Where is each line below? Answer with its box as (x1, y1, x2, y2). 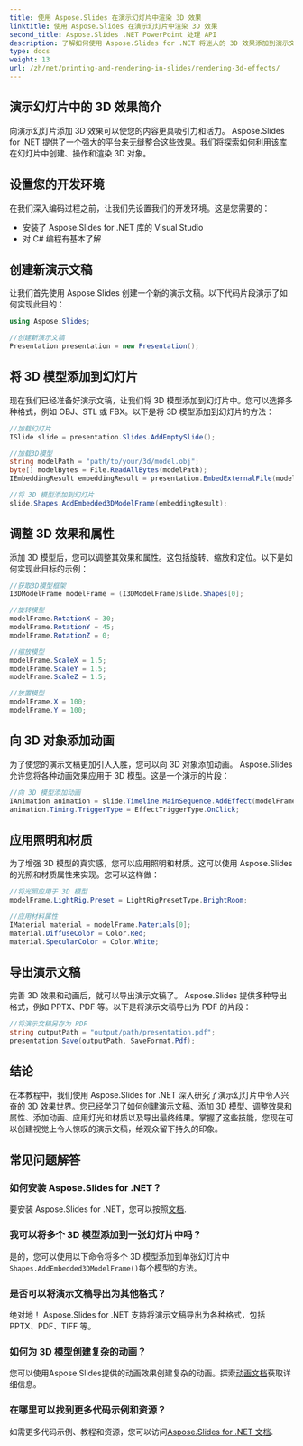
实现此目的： (16, 299, 65, 310)
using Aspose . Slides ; (9, 317, 91, 326)
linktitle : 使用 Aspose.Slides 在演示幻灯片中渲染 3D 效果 (9, 22, 218, 31)
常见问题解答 (9, 1152, 81, 1167)
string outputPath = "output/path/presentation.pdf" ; (9, 1028, 216, 1037)
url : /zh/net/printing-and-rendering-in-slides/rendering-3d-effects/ (9, 64, 280, 73)
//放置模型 (9, 689, 45, 698)
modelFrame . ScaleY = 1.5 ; (9, 664, 106, 674)
